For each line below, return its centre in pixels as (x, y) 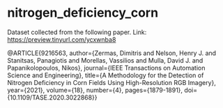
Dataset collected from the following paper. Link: (77, 32)
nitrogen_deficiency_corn (83, 13)
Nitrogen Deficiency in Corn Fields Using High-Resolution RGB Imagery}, (111, 82)
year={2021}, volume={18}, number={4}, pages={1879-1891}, (95, 90)
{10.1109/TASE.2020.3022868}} (52, 97)
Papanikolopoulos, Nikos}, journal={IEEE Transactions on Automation (106, 68)
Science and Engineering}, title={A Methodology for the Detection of (106, 75)
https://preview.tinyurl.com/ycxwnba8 (62, 39)
